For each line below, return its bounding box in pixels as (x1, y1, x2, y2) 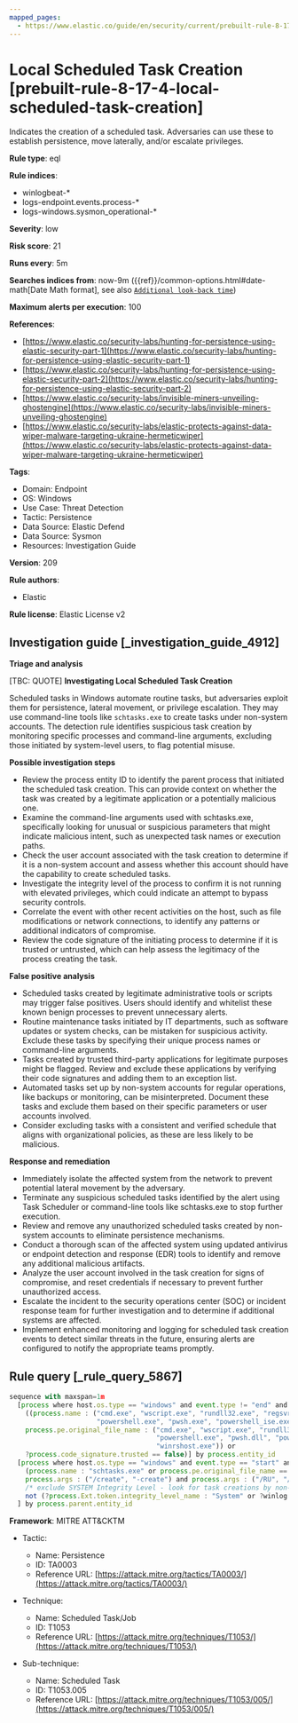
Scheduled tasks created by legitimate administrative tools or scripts (21, 988, 273, 999)
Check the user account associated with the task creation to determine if (21, 850, 288, 861)
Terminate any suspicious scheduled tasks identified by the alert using (21, 1192, 280, 1203)
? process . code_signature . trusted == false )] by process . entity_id (25, 1450, 276, 1459)
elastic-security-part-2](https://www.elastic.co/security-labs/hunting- (21, 374, 278, 384)
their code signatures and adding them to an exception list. (21, 1073, 238, 1084)
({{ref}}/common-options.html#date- (130, 275, 266, 286)
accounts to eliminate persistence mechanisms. (51, 1230, 225, 1241)
